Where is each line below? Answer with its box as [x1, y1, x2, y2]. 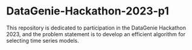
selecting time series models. [6, 37, 80, 44]
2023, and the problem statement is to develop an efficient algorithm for [6, 30, 186, 37]
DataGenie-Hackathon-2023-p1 [6, 4, 169, 18]
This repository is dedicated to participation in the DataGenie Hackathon [6, 24, 186, 31]
